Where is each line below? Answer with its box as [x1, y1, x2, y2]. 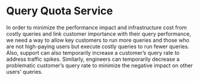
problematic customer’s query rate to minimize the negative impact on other [6, 61, 193, 69]
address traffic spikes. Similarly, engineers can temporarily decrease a [6, 55, 180, 63]
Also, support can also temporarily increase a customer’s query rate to [6, 49, 180, 56]
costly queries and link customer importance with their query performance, [6, 30, 191, 37]
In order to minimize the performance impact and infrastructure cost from [6, 24, 187, 31]
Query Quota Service [6, 4, 114, 18]
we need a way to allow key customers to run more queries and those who [6, 36, 189, 43]
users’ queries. [6, 68, 43, 75]
